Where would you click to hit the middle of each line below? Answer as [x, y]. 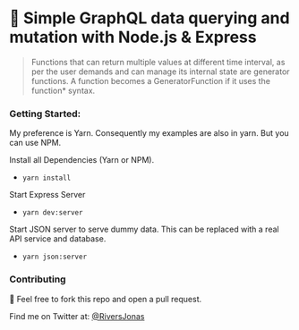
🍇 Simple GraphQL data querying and [149, 18]
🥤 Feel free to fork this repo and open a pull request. [106, 299]
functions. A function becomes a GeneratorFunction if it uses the [151, 80]
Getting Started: [45, 114]
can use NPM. [35, 143]
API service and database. [58, 239]
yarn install [47, 178]
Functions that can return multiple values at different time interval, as [158, 62]
